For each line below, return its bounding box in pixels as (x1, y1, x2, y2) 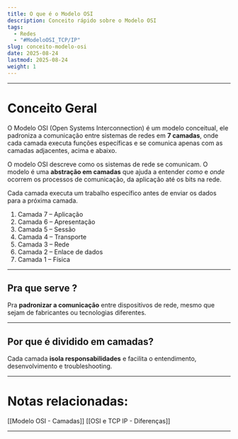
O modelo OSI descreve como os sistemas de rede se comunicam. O (7, 160, 208, 169)
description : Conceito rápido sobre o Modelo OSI (7, 17, 157, 24)
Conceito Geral (7, 100, 98, 116)
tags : (7, 23, 23, 30)
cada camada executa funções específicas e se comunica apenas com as (7, 139, 223, 147)
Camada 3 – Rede (17, 240, 69, 249)
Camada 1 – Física (17, 255, 71, 263)
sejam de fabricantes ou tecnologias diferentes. (7, 309, 147, 317)
